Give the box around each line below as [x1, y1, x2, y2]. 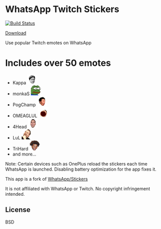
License [5, 205, 31, 214]
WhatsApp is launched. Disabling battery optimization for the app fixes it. [5, 166, 157, 172]
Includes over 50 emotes [5, 57, 111, 69]
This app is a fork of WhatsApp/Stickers [5, 176, 88, 182]
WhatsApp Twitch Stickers [5, 4, 120, 15]
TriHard [12, 145, 29, 151]
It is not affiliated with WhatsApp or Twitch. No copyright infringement [5, 185, 150, 192]
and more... [12, 151, 37, 157]
